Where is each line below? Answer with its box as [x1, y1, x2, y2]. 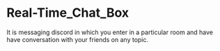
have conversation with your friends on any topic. [6, 35, 149, 43]
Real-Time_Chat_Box [6, 5, 129, 21]
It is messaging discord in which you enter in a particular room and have [6, 28, 214, 36]
